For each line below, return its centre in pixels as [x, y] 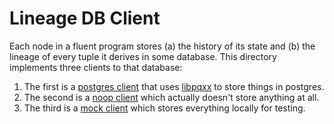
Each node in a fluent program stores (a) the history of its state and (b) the [162, 46]
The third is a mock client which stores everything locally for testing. [164, 108]
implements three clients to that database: [96, 67]
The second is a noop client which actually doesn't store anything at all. [171, 97]
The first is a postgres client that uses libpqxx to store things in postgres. [174, 86]
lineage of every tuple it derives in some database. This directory [143, 56]
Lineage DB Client [85, 18]
